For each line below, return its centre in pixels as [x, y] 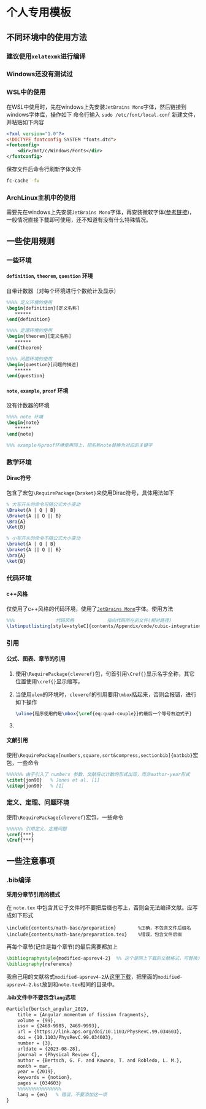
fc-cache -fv [23, 181]
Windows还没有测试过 [40, 74]
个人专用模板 [39, 13]
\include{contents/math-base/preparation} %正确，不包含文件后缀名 [99, 928]
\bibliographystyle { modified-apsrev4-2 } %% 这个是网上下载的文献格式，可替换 [102, 958]
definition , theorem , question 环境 [50, 276]
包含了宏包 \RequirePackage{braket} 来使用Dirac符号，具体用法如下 [90, 493]
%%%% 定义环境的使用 [29, 302]
